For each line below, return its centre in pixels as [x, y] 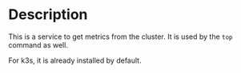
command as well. [38, 44]
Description [48, 15]
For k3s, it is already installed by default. [75, 60]
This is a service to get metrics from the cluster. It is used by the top [121, 36]
